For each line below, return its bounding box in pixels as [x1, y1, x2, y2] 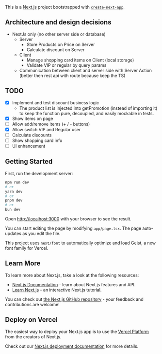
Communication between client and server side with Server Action [19, 67, 152, 73]
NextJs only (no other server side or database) [12, 31, 106, 37]
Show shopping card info [12, 138, 63, 143]
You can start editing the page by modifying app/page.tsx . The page [5, 225, 142, 231]
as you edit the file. [22, 231, 61, 236]
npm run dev [5, 180, 29, 185]
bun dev [5, 207, 21, 212]
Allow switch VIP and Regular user [12, 126, 81, 132]
